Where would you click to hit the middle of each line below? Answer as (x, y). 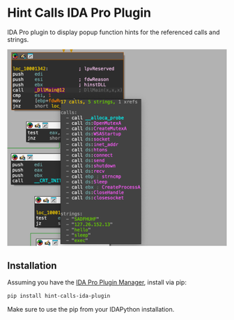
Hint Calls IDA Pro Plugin (79, 13)
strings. (18, 39)
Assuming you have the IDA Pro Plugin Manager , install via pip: (97, 282)
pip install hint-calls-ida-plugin (59, 296)
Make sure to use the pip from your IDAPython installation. (91, 309)
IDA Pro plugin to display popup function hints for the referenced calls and (114, 32)
